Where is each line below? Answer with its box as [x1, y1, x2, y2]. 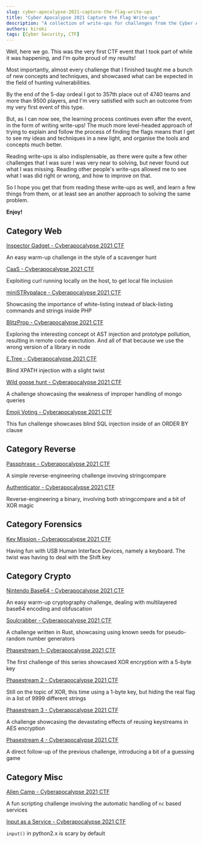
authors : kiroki [6, 25, 47, 32]
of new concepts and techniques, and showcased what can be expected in [6, 73, 193, 80]
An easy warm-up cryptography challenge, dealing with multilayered [6, 599, 177, 606]
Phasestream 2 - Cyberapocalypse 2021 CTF [6, 677, 119, 684]
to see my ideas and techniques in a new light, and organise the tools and [6, 134, 189, 142]
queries [6, 396, 25, 404]
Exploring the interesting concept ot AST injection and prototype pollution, [6, 330, 192, 338]
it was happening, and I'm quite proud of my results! [6, 54, 136, 62]
